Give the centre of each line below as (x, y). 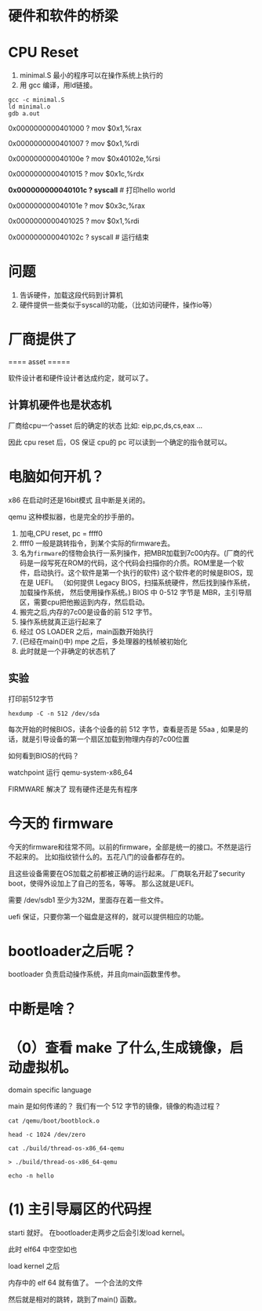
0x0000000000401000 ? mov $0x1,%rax (75, 128)
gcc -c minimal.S (36, 100)
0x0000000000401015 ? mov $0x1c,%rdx (76, 174)
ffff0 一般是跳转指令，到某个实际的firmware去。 (97, 543)
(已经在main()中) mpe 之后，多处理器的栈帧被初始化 (103, 641)
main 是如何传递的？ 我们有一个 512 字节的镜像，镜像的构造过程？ (115, 1106)
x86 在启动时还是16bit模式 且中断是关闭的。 (79, 500)
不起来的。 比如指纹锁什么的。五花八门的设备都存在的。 (98, 856)
